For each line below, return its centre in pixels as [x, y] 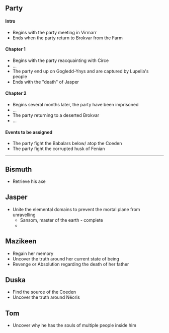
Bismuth [19, 169]
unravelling [24, 215]
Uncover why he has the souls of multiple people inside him [74, 325]
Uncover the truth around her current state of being [66, 258]
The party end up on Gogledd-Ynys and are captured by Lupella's [80, 71]
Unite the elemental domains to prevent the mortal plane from [76, 209]
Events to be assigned [29, 132]
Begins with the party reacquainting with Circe [61, 60]
